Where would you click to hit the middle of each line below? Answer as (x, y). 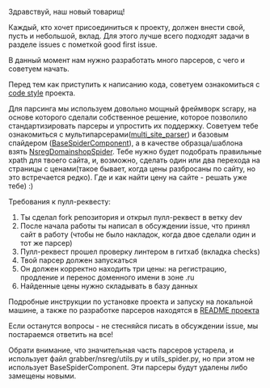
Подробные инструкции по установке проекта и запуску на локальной (131, 302)
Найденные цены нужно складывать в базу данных (109, 286)
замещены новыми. (42, 376)
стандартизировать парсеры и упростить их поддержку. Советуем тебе (133, 126)
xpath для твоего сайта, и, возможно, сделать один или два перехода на (134, 160)
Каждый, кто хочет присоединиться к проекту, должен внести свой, (127, 27)
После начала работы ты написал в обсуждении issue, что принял (135, 226)
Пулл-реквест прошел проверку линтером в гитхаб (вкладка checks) (140, 251)
